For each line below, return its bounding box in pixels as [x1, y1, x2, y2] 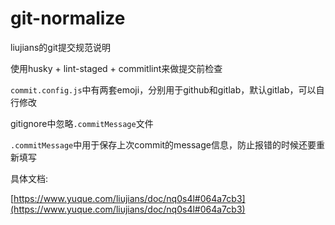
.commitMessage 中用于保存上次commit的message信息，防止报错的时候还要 [10, 138, 317, 151]
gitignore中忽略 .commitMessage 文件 [10, 117, 154, 129]
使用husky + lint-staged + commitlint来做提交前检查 [10, 62, 223, 74]
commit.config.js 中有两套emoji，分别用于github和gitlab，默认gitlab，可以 [10, 83, 317, 96]
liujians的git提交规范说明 [10, 41, 111, 53]
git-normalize [10, 7, 126, 30]
